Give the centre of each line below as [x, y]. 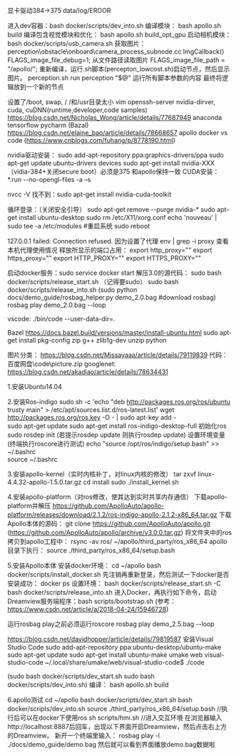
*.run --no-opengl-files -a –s [49, 180]
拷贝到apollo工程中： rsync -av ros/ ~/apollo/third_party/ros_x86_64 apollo [117, 541]
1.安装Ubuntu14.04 [35, 387]
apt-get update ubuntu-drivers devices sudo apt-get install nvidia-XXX [111, 163]
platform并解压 [29, 506]
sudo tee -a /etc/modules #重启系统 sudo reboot [79, 226]
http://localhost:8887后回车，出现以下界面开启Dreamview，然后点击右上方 [117, 726]
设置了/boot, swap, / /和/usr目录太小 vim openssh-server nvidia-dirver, [111, 102]
